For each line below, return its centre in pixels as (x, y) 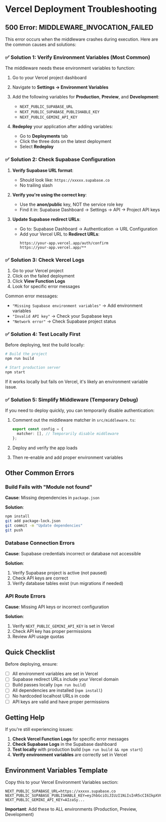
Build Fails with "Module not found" (49, 487)
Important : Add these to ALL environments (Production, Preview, (71, 809)
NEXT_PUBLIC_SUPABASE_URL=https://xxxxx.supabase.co (61, 791)
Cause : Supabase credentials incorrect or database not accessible (73, 554)
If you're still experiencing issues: (39, 729)
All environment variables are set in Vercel (55, 674)
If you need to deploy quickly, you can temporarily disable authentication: (80, 410)
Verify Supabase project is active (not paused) (60, 573)
